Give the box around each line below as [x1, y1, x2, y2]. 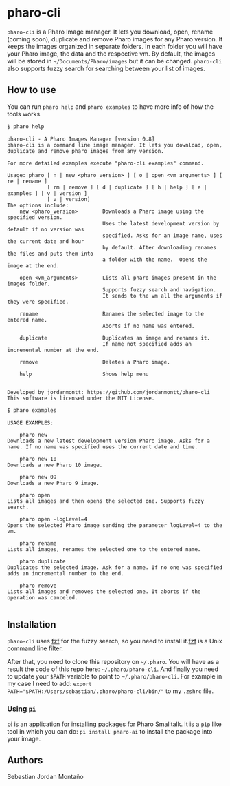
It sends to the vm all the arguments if [102, 292, 223, 299]
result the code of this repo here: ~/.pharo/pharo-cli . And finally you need [7, 665, 218, 673]
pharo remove [19, 582, 57, 589]
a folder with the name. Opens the [102, 256, 207, 263]
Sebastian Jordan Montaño [7, 773, 84, 781]
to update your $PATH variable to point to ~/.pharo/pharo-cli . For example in [7, 672, 222, 681]
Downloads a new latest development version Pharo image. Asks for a [7, 437, 211, 444]
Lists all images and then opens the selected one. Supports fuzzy [7, 497, 205, 504]
